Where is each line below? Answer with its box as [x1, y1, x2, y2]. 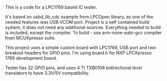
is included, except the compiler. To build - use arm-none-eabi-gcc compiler [5, 30, 162, 35]
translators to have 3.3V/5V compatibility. [5, 70, 90, 76]
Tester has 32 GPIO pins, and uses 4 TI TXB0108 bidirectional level [5, 65, 142, 71]
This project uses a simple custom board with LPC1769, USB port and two [5, 45, 156, 50]
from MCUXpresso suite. [5, 35, 56, 41]
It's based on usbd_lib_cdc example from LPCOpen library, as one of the [5, 14, 154, 19]
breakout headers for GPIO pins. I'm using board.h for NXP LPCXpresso [5, 50, 152, 56]
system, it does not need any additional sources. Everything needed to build [5, 24, 161, 30]
